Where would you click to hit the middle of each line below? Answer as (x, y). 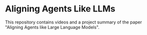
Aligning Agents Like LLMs (60, 9)
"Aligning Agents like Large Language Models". (52, 27)
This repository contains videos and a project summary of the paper (73, 22)
